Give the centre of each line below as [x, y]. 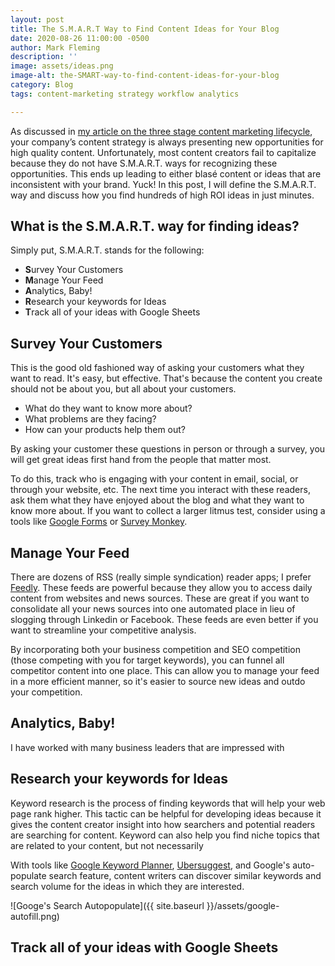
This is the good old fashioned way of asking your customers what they [157, 368]
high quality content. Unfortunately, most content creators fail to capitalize [163, 152]
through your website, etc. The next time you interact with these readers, [160, 490]
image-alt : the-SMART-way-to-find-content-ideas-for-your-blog [145, 76]
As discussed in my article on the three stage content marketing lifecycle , [161, 131]
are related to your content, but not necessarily [107, 845]
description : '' [44, 57]
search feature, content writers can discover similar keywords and [185, 875]
